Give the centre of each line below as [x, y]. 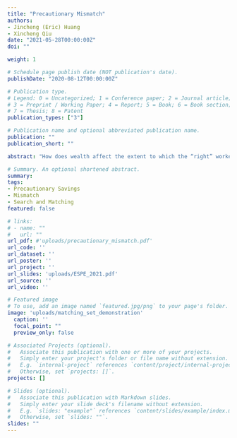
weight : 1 [22, 60]
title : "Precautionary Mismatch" [56, 14]
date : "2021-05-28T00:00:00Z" [52, 40]
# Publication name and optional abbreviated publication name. [104, 131]
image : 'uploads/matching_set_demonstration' [75, 313]
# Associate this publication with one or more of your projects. [110, 352]
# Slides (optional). [39, 391]
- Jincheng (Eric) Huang [44, 27]
